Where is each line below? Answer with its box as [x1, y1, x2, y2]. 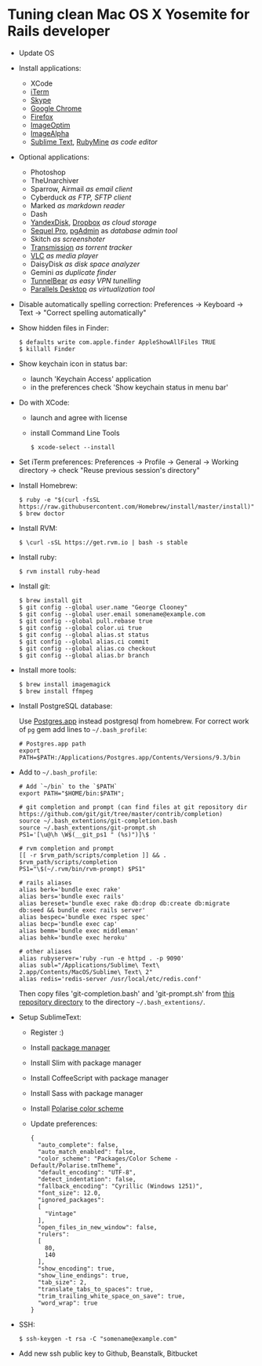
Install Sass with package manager [30, 1088, 144, 1097]
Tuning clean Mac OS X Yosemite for [7, 5, 250, 24]
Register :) [30, 1027, 64, 1037]
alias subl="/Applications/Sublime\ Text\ [18, 961, 160, 969]
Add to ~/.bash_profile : [18, 767, 97, 777]
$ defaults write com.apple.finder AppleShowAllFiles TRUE [18, 338, 217, 346]
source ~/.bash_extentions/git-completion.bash [18, 817, 177, 825]
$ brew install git [18, 596, 83, 604]
